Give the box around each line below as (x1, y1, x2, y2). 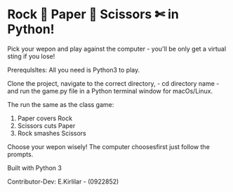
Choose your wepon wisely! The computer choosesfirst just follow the (7, 142, 211, 151)
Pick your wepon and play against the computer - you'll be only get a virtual (7, 44, 227, 53)
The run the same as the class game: (7, 100, 114, 108)
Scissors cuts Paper (17, 121, 76, 129)
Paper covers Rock (17, 114, 72, 122)
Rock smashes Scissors (17, 129, 86, 137)
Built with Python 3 (7, 163, 62, 172)
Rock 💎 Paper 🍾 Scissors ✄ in (7, 6, 179, 23)
